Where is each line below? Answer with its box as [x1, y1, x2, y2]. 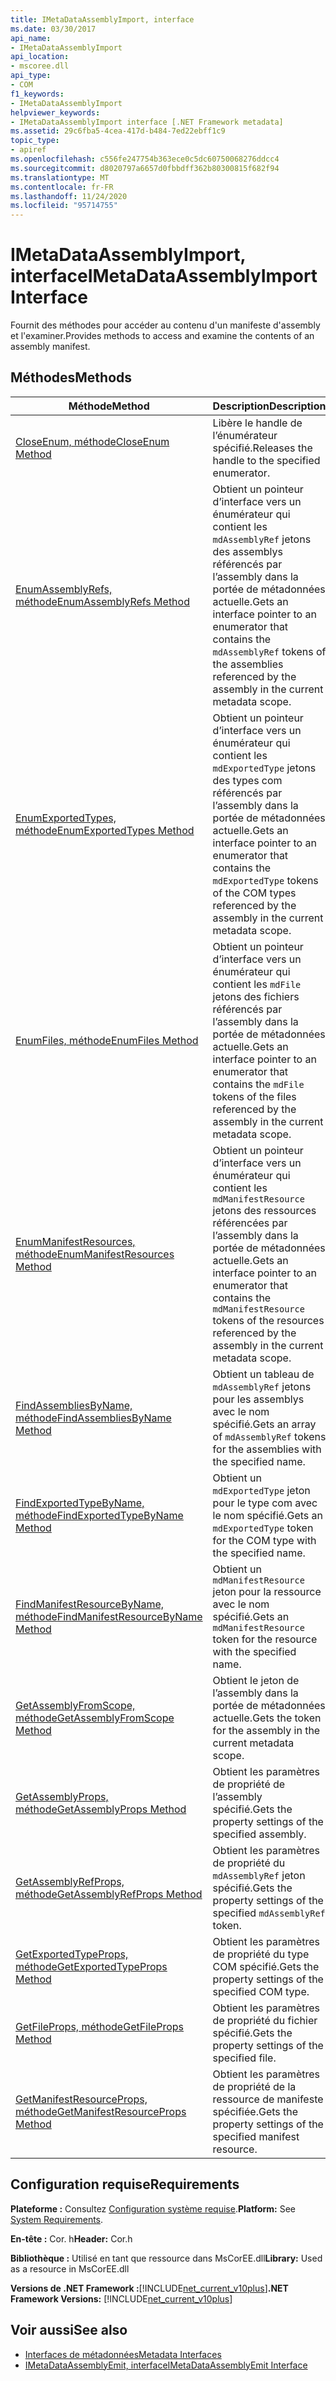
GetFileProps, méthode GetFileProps [15, 2019, 185, 2033]
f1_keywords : [10, 89, 65, 99]
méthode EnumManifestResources [15, 1247, 175, 1261]
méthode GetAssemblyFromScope [15, 1711, 175, 1725]
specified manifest [212, 2129, 300, 2143]
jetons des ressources [212, 1203, 317, 1217]
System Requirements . [10, 2213, 104, 2225]
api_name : [10, 33, 52, 43]
